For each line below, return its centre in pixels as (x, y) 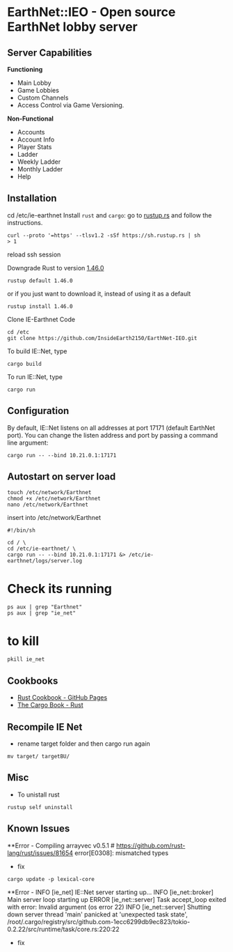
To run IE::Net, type (35, 376)
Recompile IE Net (45, 727)
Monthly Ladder (40, 169)
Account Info (36, 139)
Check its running (60, 589)
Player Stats (34, 147)
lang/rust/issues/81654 (40, 853)
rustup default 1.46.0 (40, 281)
